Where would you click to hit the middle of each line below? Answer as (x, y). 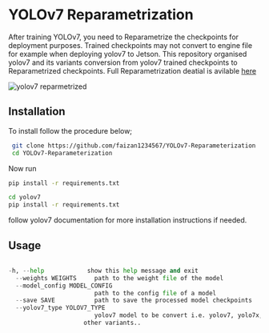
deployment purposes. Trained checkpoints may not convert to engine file (130, 45)
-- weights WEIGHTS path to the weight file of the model (120, 278)
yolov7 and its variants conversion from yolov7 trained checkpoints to (123, 62)
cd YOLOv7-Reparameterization (62, 153)
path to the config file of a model (155, 293)
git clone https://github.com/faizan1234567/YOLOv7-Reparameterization (134, 146)
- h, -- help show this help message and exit (103, 271)
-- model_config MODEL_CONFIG (64, 286)
